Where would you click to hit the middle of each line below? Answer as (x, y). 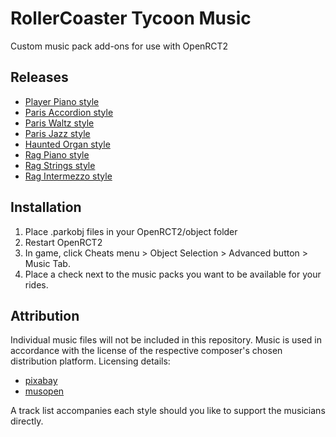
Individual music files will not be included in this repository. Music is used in (166, 340)
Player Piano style (62, 101)
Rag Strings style (60, 165)
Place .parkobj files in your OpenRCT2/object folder (131, 231)
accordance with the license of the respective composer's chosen (146, 351)
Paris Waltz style (59, 123)
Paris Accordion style (69, 112)
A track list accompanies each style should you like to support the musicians (168, 411)
